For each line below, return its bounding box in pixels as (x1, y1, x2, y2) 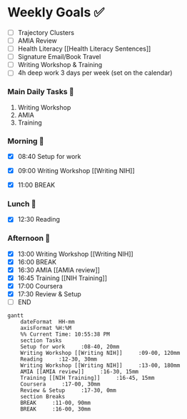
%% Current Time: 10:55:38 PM (20, 331, 111, 338)
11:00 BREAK (17, 181, 56, 190)
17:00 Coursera (17, 282, 63, 290)
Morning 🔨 (7, 136, 44, 146)
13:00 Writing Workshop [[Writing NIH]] (17, 249, 133, 258)
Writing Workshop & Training (17, 61, 103, 69)
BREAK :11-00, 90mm (20, 400, 91, 407)
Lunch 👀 (7, 199, 37, 209)
